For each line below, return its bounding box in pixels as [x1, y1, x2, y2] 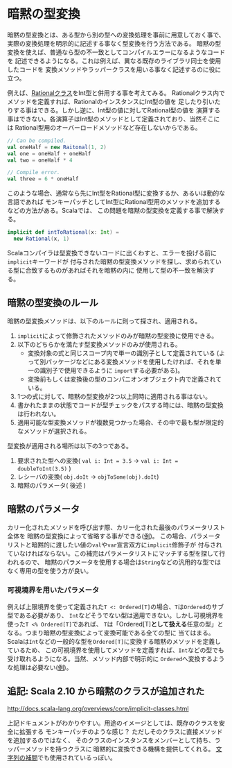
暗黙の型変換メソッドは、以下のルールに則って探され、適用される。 [7, 316, 202, 325]
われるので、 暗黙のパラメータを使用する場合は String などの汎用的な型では [7, 558, 222, 566]
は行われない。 [17, 409, 60, 418]
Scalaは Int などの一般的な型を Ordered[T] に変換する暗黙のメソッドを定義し [7, 637, 222, 645]
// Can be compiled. [7, 137, 67, 144]
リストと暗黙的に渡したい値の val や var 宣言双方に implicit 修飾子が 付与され [7, 540, 223, 549]
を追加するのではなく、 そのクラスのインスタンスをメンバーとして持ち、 [7, 736, 215, 744]
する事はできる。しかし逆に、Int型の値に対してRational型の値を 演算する [12, 105, 221, 114]
